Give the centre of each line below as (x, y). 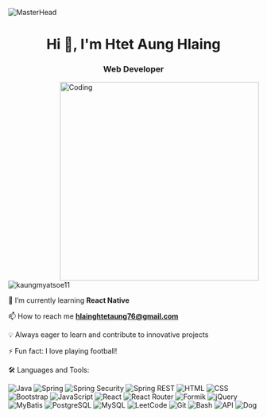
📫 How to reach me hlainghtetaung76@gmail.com (93, 316)
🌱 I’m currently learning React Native (69, 300)
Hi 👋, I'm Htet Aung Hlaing (133, 45)
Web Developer (133, 69)
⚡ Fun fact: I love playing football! (63, 351)
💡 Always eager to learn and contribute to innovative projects (108, 335)
